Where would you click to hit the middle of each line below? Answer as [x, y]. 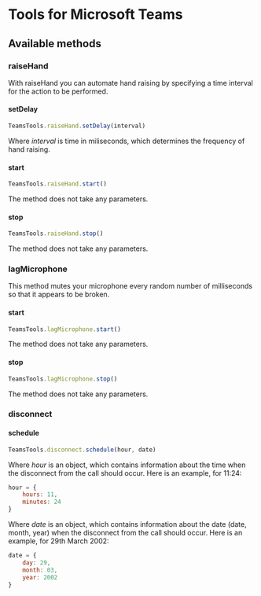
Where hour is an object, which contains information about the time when [127, 465]
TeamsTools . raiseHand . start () [58, 184]
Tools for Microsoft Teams [96, 15]
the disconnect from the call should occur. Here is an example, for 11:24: [125, 473]
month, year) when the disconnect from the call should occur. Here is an [125, 533]
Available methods [55, 44]
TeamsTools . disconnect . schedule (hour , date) [82, 450]
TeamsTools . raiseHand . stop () [56, 234]
